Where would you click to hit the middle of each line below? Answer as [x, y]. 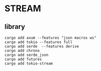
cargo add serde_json [27, 55]
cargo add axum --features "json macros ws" [50, 38]
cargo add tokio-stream [29, 64]
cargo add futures [23, 59]
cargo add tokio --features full [39, 42]
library [15, 27]
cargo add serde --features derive [42, 47]
